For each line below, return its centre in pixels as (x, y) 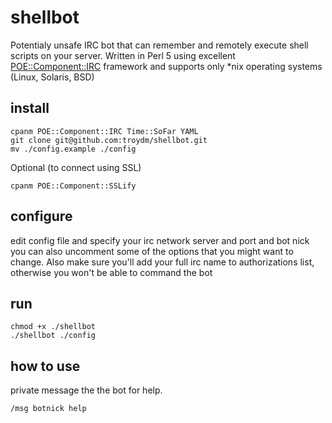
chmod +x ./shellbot (53, 327)
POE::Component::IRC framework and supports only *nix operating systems (166, 66)
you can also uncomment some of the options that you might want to (152, 251)
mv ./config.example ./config (73, 149)
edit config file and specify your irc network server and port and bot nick (160, 240)
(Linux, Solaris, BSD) (52, 77)
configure (41, 216)
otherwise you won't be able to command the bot (111, 272)
